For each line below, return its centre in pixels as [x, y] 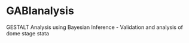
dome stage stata [28, 33]
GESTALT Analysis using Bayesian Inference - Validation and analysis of [95, 27]
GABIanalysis [40, 11]
